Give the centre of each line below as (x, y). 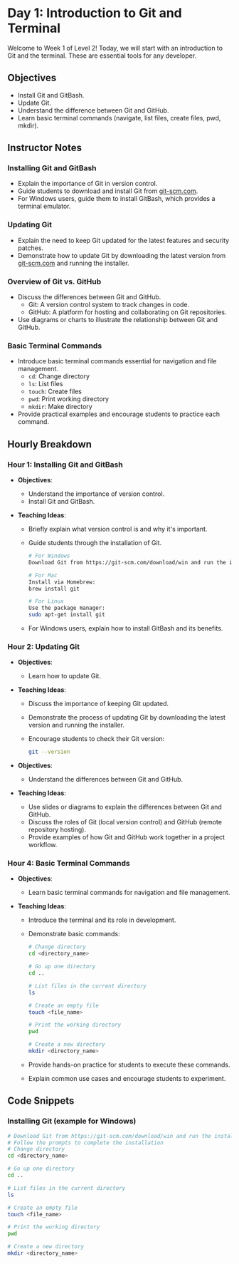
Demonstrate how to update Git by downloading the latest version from (122, 255)
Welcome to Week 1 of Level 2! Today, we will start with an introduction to (115, 48)
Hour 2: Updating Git (44, 646)
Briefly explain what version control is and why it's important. (118, 529)
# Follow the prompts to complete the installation (85, 1143)
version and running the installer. (76, 725)
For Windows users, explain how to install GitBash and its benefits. (126, 628)
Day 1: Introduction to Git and (95, 13)
